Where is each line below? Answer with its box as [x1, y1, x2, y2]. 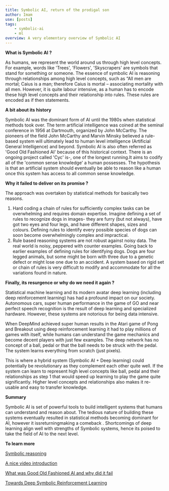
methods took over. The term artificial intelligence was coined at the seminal [5, 122, 164, 128]
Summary [5, 394, 26, 400]
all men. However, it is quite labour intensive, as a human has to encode [5, 86, 154, 92]
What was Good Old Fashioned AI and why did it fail [5, 470, 113, 476]
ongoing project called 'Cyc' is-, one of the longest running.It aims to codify [5, 154, 163, 160]
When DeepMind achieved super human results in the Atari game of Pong [5, 320, 158, 326]
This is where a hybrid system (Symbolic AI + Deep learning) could [5, 357, 144, 363]
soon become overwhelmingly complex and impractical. [12, 232, 129, 238]
